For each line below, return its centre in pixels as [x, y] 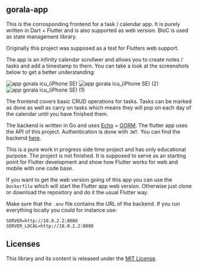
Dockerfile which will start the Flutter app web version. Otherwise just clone [99, 186]
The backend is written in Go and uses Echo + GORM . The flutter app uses [97, 125]
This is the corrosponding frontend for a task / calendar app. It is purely [93, 24]
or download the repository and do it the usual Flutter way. [77, 192]
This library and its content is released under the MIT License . [82, 258]
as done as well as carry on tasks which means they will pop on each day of [99, 107]
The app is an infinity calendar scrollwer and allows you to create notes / [95, 59]
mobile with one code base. [40, 168]
